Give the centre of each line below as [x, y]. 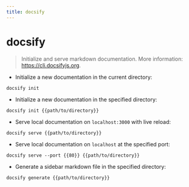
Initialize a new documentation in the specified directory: [86, 99]
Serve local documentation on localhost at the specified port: [92, 144]
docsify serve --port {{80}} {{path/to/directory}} [73, 155]
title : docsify [26, 12]
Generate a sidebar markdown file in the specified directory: [90, 166]
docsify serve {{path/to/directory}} [54, 133]
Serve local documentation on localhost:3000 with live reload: [93, 121]
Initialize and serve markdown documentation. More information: [102, 59]
